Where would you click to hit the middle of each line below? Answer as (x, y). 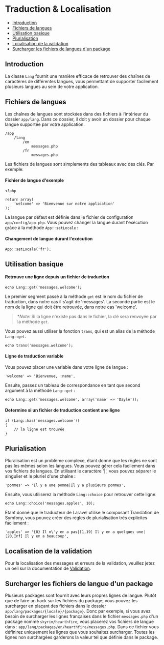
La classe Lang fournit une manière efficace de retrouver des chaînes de (78, 76)
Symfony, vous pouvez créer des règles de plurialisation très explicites (76, 518)
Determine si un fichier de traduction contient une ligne (62, 410)
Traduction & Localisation (58, 9)
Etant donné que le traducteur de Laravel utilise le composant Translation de (82, 512)
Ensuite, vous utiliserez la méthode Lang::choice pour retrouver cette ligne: (81, 494)
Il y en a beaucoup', (47, 536)
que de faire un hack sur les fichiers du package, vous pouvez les (71, 601)
